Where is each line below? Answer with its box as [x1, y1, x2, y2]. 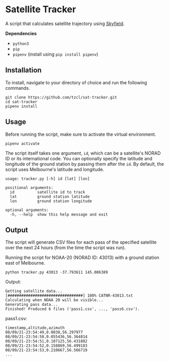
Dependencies [5, 30, 37, 36]
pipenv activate [5, 141, 40, 146]
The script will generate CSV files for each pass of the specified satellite [5, 239, 157, 246]
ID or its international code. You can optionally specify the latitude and [5, 155, 153, 161]
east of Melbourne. [5, 260, 45, 266]
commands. [5, 85, 31, 91]
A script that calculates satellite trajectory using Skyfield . [5, 20, 125, 27]
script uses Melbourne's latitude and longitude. [5, 166, 104, 172]
